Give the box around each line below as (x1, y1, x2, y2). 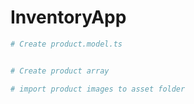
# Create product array (10, 66, 110, 76)
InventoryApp (10, 6, 127, 29)
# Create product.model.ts (10, 39, 123, 49)
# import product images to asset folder (10, 84, 186, 94)
